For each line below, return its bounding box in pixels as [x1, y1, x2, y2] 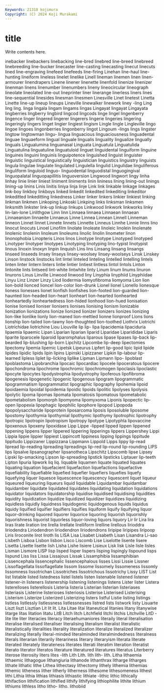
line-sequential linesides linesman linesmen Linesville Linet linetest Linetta [5, 95, 155, 101]
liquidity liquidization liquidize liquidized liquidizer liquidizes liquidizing [5, 496, 147, 502]
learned [5, 355, 21, 361]
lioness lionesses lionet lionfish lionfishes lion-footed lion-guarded [5, 288, 139, 294]
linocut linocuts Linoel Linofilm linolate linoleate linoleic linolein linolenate [5, 225, 152, 231]
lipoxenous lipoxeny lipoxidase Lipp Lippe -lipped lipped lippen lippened [5, 423, 151, 429]
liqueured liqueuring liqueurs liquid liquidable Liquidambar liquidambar [5, 480, 147, 486]
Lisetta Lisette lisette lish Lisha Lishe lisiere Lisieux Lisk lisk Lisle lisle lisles [5, 543, 155, 549]
